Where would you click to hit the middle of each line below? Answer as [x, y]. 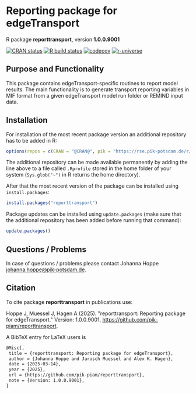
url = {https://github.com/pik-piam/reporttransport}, [76, 375]
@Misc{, [15, 348]
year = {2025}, [27, 369]
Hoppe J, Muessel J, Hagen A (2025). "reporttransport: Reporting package [96, 313]
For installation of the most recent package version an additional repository [96, 134]
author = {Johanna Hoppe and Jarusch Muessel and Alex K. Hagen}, [91, 359]
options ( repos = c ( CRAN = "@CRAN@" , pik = [58, 151]
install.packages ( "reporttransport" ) [52, 203]
